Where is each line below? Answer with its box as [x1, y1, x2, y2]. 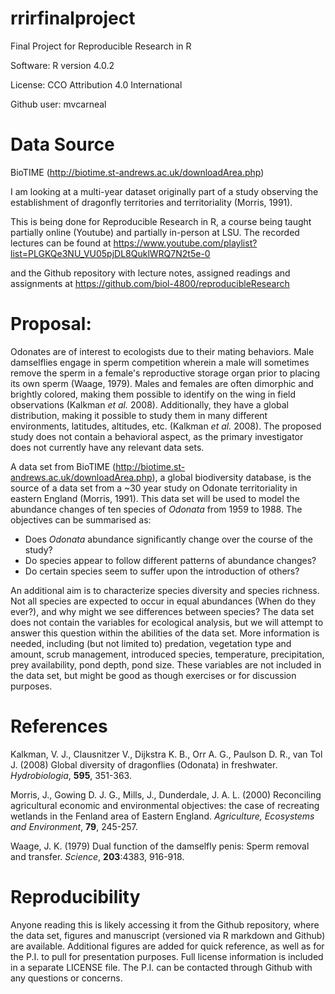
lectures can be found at [10, 237, 112, 249]
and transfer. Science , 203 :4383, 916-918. [10, 850, 185, 862]
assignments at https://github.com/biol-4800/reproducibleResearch [10, 277, 290, 289]
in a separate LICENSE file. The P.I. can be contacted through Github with [10, 961, 313, 973]
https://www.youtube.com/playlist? [113, 237, 258, 249]
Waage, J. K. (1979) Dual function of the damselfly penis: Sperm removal [10, 840, 310, 852]
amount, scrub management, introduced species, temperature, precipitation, [10, 648, 325, 660]
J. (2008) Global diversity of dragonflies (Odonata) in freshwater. [10, 758, 278, 771]
